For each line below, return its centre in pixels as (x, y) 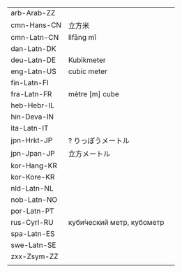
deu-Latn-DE (33, 60)
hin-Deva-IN (32, 117)
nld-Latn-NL (32, 188)
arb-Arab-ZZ (33, 13)
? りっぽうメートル (99, 141)
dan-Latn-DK (33, 49)
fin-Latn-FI (30, 83)
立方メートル (89, 154)
